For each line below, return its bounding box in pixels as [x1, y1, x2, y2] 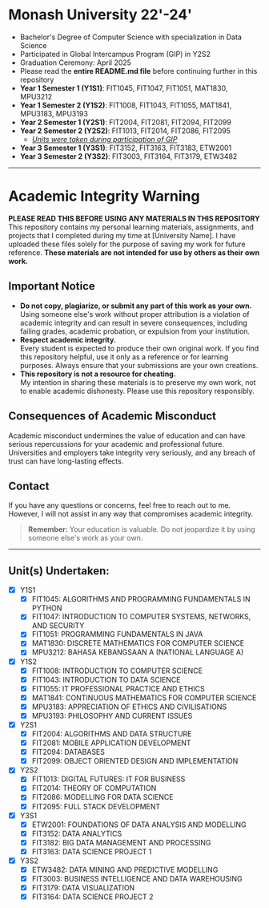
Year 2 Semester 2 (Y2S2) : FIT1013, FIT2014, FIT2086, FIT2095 [19, 126, 231, 136]
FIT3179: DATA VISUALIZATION [31, 883, 135, 893]
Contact [8, 479, 50, 493]
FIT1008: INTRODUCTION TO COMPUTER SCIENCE [31, 666, 203, 675]
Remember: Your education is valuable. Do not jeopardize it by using [27, 525, 256, 534]
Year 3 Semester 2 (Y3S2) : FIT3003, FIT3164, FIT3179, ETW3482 [19, 151, 238, 161]
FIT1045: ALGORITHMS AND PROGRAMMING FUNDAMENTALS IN [31, 594, 251, 604]
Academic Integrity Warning [8, 187, 200, 205]
